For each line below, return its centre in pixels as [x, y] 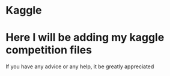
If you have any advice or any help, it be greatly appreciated [80, 66]
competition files [49, 50]
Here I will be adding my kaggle [85, 38]
